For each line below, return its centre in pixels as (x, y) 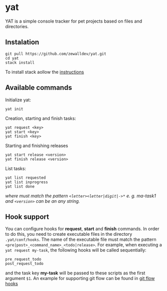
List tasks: (16, 168)
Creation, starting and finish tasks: (41, 118)
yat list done (20, 186)
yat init (14, 109)
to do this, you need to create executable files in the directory (69, 234)
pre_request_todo (23, 259)
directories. (17, 26)
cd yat (12, 58)
